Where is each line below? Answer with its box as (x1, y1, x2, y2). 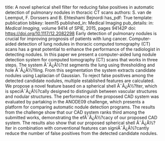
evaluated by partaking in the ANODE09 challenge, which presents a (5, 99, 145, 104)
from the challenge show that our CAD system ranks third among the (5, 109, 145, 115)
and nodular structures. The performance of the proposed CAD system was (5, 94, 159, 99)
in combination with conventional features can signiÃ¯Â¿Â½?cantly (13, 125, 149, 131)
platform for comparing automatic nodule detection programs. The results (5, 104, 156, 110)
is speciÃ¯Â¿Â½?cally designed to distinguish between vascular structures (5, 89, 158, 94)
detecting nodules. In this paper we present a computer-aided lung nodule (5, 51, 157, 57)
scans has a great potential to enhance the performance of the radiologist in (5, 47, 160, 52)
